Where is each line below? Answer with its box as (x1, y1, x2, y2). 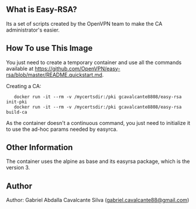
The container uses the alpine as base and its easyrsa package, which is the (6, 158, 190, 165)
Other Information (6, 142, 73, 152)
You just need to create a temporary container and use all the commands (6, 58, 182, 66)
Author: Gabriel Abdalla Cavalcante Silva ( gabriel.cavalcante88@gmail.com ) (6, 197, 190, 204)
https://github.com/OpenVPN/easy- (35, 65, 121, 72)
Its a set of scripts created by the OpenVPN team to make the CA (6, 20, 163, 27)
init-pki (6, 99, 27, 104)
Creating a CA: (6, 82, 42, 89)
